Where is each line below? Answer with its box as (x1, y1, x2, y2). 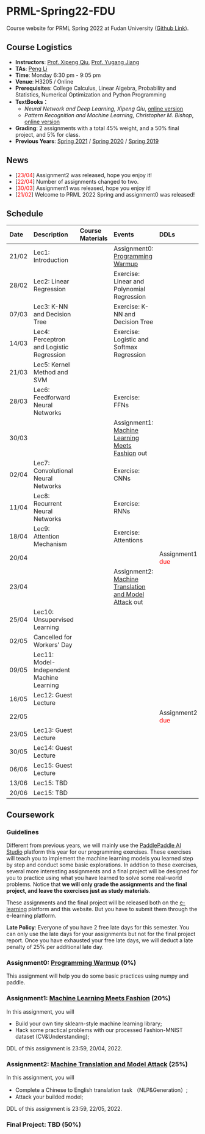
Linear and (113, 277, 145, 286)
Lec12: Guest (33, 691, 73, 700)
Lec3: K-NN (33, 302, 68, 311)
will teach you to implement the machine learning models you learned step (6, 855, 193, 862)
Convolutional (33, 467, 73, 475)
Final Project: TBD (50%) (6, 1120, 81, 1129)
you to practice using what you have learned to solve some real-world (6, 874, 182, 882)
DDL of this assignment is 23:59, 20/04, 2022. (6, 1044, 123, 1052)
